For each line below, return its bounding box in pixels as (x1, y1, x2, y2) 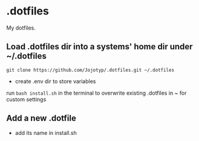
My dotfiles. (6, 24, 36, 31)
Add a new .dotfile (6, 113, 77, 124)
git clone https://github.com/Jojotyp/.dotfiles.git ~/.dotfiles (6, 67, 174, 73)
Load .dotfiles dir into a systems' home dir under (6, 42, 193, 52)
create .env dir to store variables (15, 77, 96, 85)
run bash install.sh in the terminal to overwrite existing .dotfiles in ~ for (6, 89, 187, 96)
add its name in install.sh (15, 129, 77, 136)
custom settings (6, 95, 47, 103)
